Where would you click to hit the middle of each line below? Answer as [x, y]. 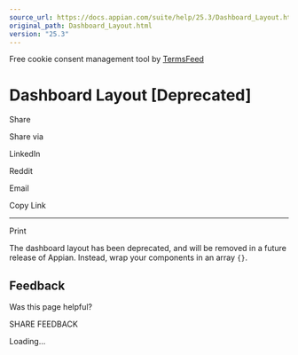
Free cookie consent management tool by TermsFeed [106, 59]
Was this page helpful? [51, 307]
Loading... [27, 342]
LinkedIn [25, 154]
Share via [27, 137]
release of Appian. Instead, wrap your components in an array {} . [129, 257]
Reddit [21, 171]
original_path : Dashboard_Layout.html [81, 26]
